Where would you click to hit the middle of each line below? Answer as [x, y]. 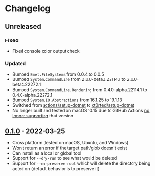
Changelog [28, 9]
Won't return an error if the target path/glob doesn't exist [69, 148]
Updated [15, 63]
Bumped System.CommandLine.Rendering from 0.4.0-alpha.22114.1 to [80, 90]
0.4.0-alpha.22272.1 [32, 95]
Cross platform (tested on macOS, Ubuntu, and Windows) [70, 142]
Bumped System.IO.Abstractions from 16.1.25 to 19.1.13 [67, 100]
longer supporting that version [43, 116]
